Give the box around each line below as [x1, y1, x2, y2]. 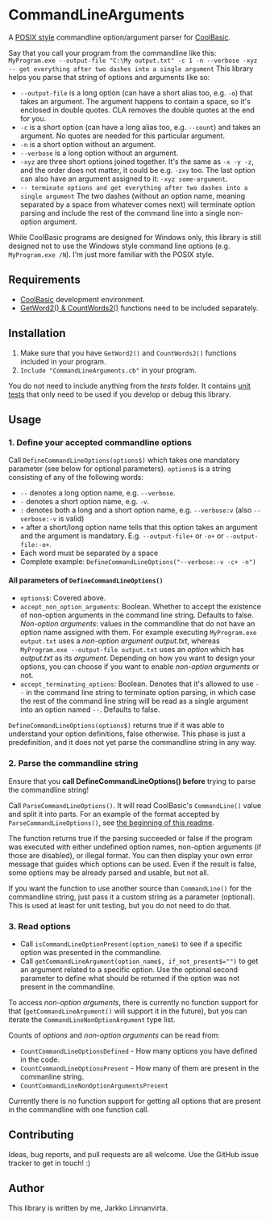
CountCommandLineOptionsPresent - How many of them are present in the [19, 1063, 260, 1073]
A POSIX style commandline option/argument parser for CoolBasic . [8, 32, 231, 42]
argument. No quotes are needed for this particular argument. [19, 131, 226, 141]
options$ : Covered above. [19, 593, 106, 603]
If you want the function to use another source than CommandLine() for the [8, 883, 252, 893]
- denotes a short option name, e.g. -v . [19, 497, 150, 507]
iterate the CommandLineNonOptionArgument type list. [8, 1015, 176, 1025]
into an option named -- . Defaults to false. [19, 705, 160, 714]
